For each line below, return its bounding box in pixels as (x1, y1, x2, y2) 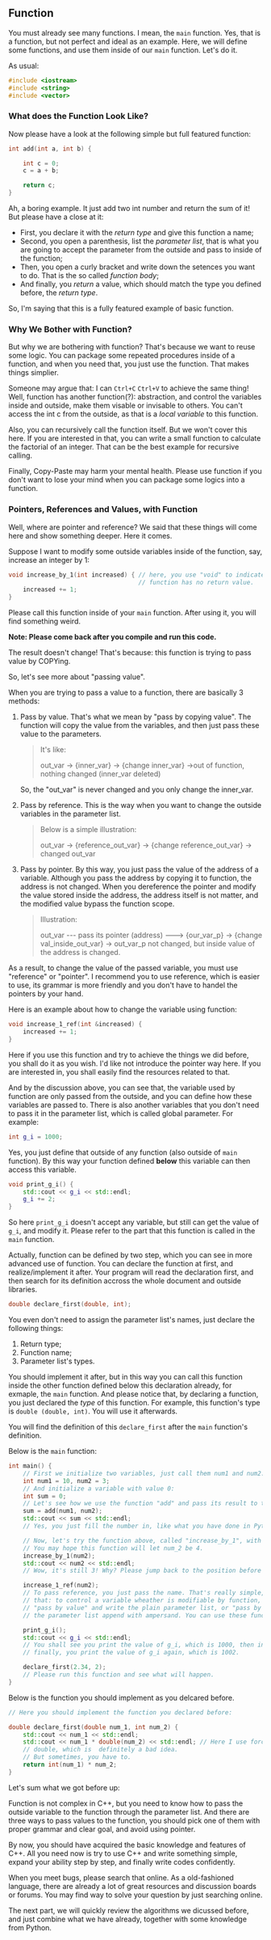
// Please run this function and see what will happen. (23, 1671, 215, 1679)
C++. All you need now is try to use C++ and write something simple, (8, 1848, 238, 1858)
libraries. (8, 1285, 38, 1295)
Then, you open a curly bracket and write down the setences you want (19, 262, 256, 272)
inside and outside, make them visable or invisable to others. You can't (8, 400, 244, 411)
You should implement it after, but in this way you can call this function (8, 1372, 244, 1382)
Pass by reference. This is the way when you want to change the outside (19, 801, 262, 810)
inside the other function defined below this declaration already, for (8, 1380, 232, 1390)
